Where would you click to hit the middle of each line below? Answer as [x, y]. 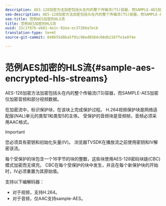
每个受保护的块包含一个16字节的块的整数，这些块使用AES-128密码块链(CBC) [83, 158]
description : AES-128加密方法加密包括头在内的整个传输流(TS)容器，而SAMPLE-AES [82, 10]
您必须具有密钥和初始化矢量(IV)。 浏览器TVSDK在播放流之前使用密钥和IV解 [82, 142]
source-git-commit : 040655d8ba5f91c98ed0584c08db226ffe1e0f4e [70, 38]
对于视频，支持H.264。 [36, 192]
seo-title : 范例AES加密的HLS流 [35, 19]
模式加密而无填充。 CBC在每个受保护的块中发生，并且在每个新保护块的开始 [82, 165]
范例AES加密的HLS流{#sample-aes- [80, 68]
